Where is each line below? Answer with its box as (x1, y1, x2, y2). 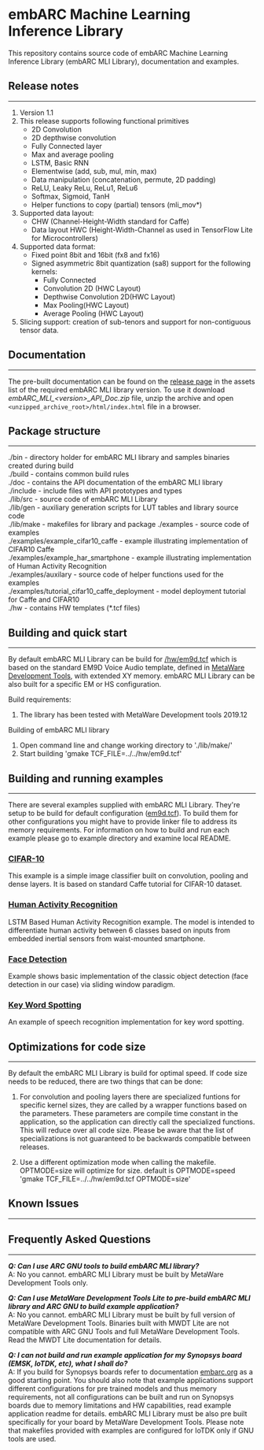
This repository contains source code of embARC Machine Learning (8, 48, 229, 57)
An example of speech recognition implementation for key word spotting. (8, 1018, 244, 1027)
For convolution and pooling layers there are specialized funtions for (19, 1092, 241, 1101)
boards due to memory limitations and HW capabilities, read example (8, 1400, 232, 1410)
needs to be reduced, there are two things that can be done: (8, 1077, 203, 1086)
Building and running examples (8, 772, 163, 785)
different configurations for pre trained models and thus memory (8, 1384, 218, 1393)
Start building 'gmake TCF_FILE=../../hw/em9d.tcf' (19, 749, 182, 758)
